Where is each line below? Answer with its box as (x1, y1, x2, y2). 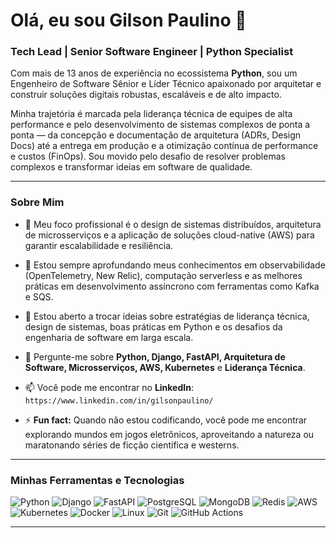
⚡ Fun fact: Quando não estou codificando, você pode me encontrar (24, 414, 308, 426)
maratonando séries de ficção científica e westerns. (24, 439, 240, 451)
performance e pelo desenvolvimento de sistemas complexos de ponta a (10, 119, 311, 131)
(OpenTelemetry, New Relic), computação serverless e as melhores (24, 269, 303, 281)
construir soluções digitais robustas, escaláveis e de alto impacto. (10, 89, 282, 101)
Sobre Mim (10, 195, 65, 209)
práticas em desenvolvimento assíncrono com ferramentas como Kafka (24, 280, 320, 292)
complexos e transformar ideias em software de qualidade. (10, 161, 253, 173)
